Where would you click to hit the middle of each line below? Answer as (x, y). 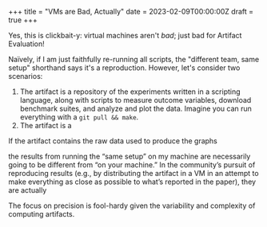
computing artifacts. (42, 214)
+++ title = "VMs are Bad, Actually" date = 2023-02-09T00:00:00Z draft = (131, 12)
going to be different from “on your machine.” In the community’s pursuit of (132, 165)
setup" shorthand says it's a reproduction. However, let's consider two (124, 68)
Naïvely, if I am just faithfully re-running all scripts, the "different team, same (134, 59)
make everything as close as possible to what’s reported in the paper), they (132, 182)
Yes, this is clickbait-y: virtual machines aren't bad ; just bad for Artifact (125, 35)
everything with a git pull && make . (79, 117)
